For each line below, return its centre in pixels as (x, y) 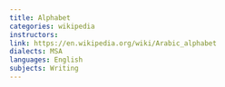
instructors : (34, 34)
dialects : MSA (36, 52)
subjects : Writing (44, 69)
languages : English (46, 60)
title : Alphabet (40, 18)
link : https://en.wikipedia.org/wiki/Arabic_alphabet (113, 43)
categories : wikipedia (52, 26)
